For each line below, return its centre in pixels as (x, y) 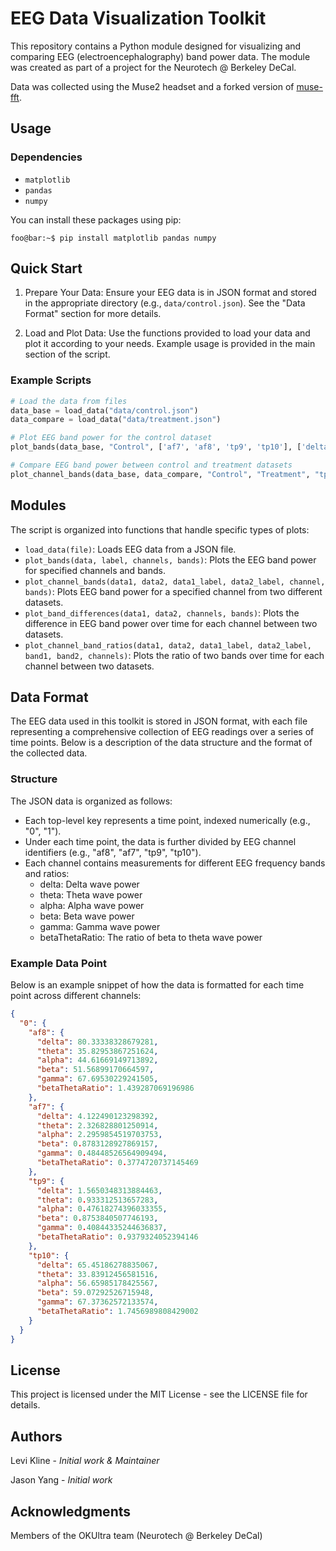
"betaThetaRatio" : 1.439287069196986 (115, 1088)
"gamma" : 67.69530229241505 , (97, 1079)
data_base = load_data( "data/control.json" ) (104, 410)
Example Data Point (59, 963)
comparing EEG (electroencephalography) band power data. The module (160, 56)
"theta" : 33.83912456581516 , (97, 1274)
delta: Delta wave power (89, 884)
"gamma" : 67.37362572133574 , (97, 1302)
